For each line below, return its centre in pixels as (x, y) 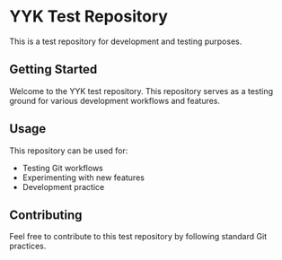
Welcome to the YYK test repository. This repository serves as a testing (141, 91)
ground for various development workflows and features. (115, 100)
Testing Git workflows (62, 168)
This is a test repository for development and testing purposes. (126, 41)
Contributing (46, 215)
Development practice (63, 186)
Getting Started (53, 69)
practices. (28, 246)
